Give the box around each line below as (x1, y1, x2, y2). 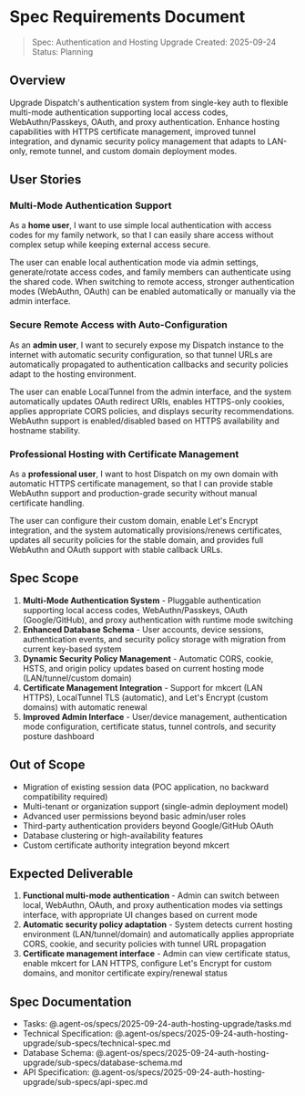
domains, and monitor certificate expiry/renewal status (22, 967, 228, 978)
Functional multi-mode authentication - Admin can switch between (22, 890, 280, 901)
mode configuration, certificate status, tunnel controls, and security (22, 721, 277, 732)
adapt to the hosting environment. (9, 368, 137, 380)
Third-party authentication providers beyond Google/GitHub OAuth (22, 819, 274, 831)
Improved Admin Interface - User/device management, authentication (22, 711, 288, 722)
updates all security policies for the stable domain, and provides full (9, 535, 264, 546)
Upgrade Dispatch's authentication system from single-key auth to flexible (9, 97, 289, 108)
